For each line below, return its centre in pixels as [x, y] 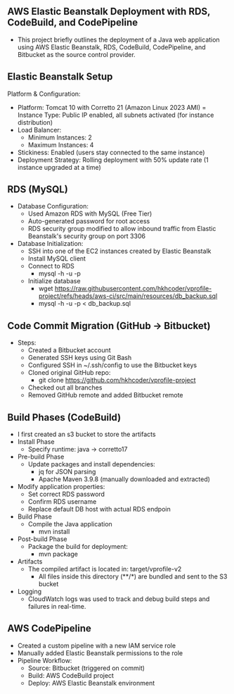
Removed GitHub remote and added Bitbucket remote [106, 395]
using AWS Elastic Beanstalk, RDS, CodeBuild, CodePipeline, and [111, 47]
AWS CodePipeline [49, 629]
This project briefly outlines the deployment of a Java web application [118, 39]
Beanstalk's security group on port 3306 [87, 236]
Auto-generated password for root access [89, 221]
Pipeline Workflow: [45, 660]
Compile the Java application [70, 524]
